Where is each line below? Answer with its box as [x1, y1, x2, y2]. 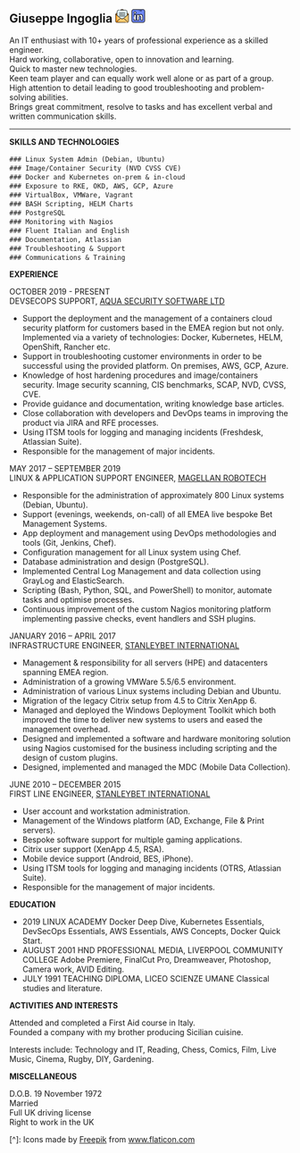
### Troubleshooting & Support [9, 244, 126, 253]
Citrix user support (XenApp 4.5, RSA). [21, 843, 165, 854]
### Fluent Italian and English [9, 226, 129, 235]
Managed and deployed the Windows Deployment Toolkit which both [21, 705, 277, 715]
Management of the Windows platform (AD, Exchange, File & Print [21, 815, 265, 826]
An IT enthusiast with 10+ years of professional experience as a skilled [9, 35, 269, 46]
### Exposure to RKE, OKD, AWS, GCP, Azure [9, 181, 174, 190]
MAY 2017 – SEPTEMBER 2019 [9, 463, 121, 473]
